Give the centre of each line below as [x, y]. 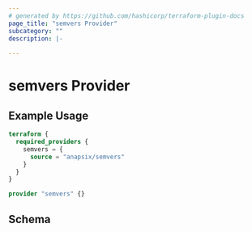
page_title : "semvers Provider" [63, 23]
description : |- [36, 38]
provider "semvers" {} [47, 194]
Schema [30, 219]
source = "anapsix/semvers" [77, 157]
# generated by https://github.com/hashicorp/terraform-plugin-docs [126, 16]
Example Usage [49, 115]
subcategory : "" [36, 31]
